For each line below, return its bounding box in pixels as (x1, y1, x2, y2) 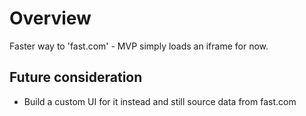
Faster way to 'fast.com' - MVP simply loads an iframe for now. (9, 40, 269, 52)
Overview (9, 7, 92, 30)
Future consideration (9, 69, 143, 86)
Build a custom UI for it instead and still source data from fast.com (23, 95, 297, 107)
